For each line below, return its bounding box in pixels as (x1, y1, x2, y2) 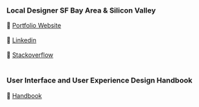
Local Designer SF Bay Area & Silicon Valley (6, 6, 157, 15)
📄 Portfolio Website (6, 22, 62, 30)
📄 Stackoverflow (6, 51, 53, 59)
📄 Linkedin (6, 36, 37, 44)
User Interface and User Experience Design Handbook (6, 76, 193, 85)
